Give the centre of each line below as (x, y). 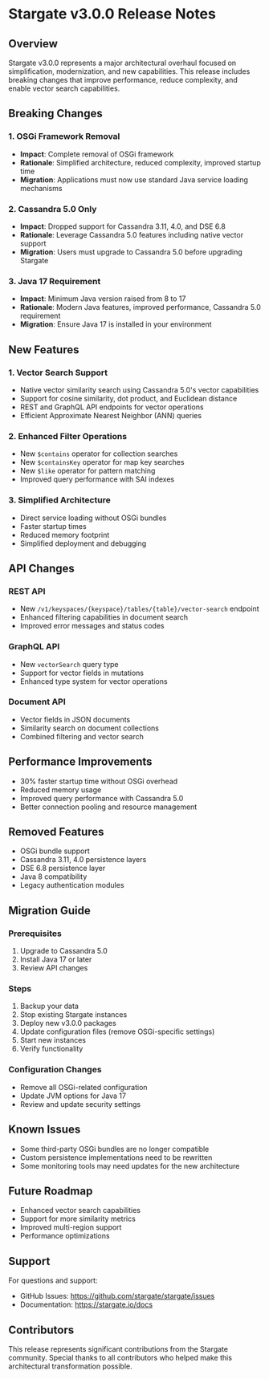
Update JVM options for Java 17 (73, 1096)
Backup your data (49, 1006)
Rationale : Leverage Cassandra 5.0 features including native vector (131, 234)
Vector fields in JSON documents (75, 719)
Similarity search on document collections (89, 728)
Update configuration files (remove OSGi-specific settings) (117, 1031)
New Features (44, 350)
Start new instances (53, 1040)
